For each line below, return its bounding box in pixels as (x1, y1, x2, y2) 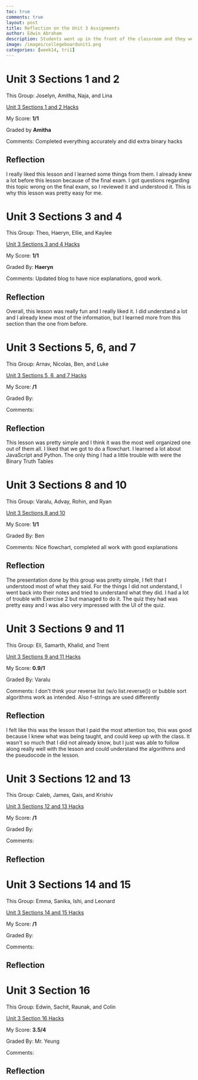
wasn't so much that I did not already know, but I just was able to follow (6, 738, 180, 746)
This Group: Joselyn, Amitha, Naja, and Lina (6, 92, 113, 99)
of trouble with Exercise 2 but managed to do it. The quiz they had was (6, 595, 178, 602)
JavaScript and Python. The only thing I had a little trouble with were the (6, 452, 181, 458)
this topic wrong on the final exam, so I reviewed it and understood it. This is (6, 183, 192, 190)
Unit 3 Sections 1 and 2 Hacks (6, 103, 79, 110)
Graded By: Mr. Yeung (6, 1038, 60, 1045)
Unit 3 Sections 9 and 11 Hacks (6, 653, 81, 660)
